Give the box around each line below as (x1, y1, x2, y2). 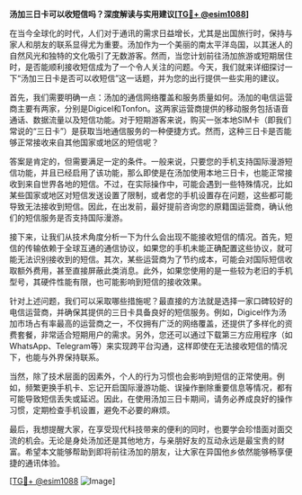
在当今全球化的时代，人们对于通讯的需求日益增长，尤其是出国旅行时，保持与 (9, 28, 293, 39)
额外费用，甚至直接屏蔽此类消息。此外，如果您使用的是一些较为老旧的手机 (16, 265, 293, 275)
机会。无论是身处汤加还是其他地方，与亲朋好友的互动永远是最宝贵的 (24, 436, 277, 445)
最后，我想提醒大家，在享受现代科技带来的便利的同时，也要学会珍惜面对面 (9, 424, 285, 435)
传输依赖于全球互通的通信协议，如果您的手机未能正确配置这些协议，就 (24, 243, 285, 253)
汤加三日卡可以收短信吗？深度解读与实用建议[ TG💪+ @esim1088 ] (9, 9, 250, 19)
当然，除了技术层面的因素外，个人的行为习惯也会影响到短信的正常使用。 (9, 371, 277, 382)
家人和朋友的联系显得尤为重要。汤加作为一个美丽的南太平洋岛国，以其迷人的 (9, 40, 293, 49)
